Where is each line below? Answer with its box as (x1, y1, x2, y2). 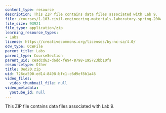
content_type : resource (5, 7, 54, 12)
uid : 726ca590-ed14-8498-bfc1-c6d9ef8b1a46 (5, 72, 96, 76)
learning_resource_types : (5, 30, 58, 35)
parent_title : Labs (5, 48, 45, 53)
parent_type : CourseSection (5, 53, 63, 58)
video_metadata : (5, 85, 39, 90)
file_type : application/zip (5, 26, 63, 31)
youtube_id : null (9, 90, 45, 95)
